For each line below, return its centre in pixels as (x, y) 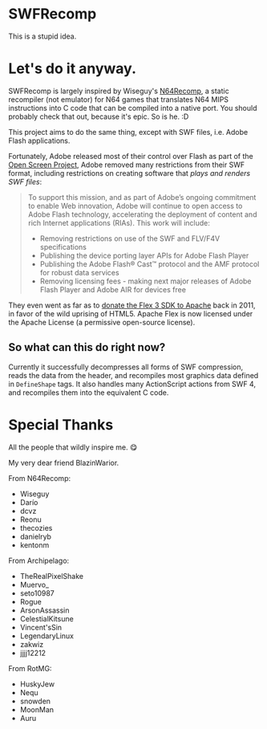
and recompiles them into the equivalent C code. (89, 392)
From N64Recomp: (39, 478)
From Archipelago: (39, 560)
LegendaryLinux (47, 636)
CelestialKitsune (47, 618)
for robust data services (79, 272)
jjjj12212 (33, 653)
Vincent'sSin (41, 627)
